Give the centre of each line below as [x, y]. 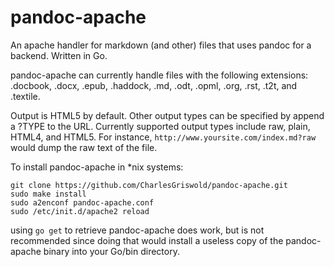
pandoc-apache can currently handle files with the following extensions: [159, 75]
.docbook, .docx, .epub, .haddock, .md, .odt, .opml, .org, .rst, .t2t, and [154, 85]
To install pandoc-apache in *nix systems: [97, 167]
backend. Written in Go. [59, 55]
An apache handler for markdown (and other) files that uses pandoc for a [161, 45]
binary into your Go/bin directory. [111, 251]
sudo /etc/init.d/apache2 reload [80, 211]
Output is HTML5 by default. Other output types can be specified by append [167, 115]
